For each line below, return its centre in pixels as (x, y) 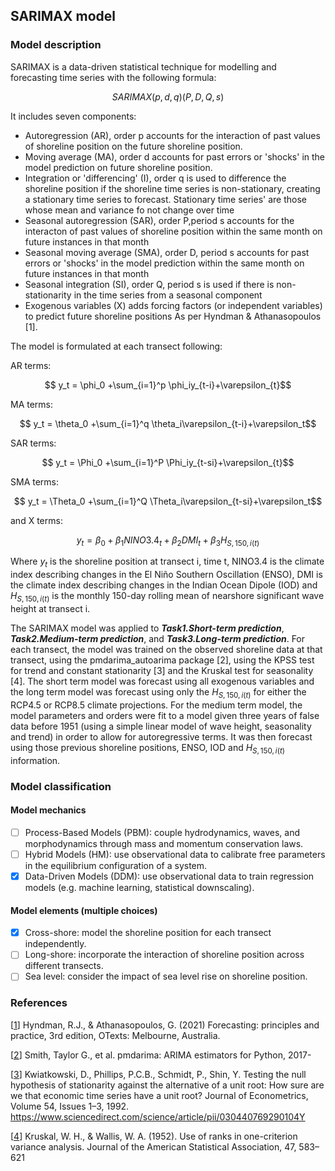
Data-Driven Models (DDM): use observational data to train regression (169, 876)
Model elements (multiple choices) (84, 910)
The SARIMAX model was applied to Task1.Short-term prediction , (147, 628)
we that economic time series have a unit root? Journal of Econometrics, (159, 1095)
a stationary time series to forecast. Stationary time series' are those (165, 199)
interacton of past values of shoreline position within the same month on (173, 231)
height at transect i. (50, 609)
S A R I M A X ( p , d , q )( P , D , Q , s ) (168, 96)
